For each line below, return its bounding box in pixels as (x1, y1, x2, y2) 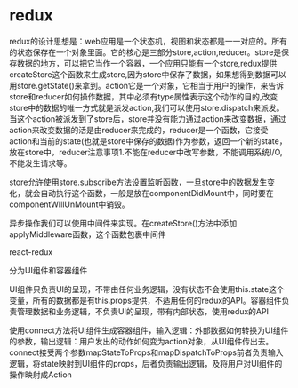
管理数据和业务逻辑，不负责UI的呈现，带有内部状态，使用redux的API (16, 305, 270, 316)
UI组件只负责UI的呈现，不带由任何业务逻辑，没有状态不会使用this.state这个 (9, 283, 285, 294)
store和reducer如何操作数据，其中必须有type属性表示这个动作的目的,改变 (9, 91, 278, 102)
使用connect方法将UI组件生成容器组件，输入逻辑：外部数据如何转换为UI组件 (9, 325, 289, 336)
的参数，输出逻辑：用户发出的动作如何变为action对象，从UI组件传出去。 (9, 336, 274, 346)
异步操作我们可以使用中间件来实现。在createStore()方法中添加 (9, 218, 238, 228)
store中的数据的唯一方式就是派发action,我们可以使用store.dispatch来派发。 (9, 102, 285, 113)
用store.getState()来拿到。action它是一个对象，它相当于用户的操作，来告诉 (9, 80, 285, 91)
